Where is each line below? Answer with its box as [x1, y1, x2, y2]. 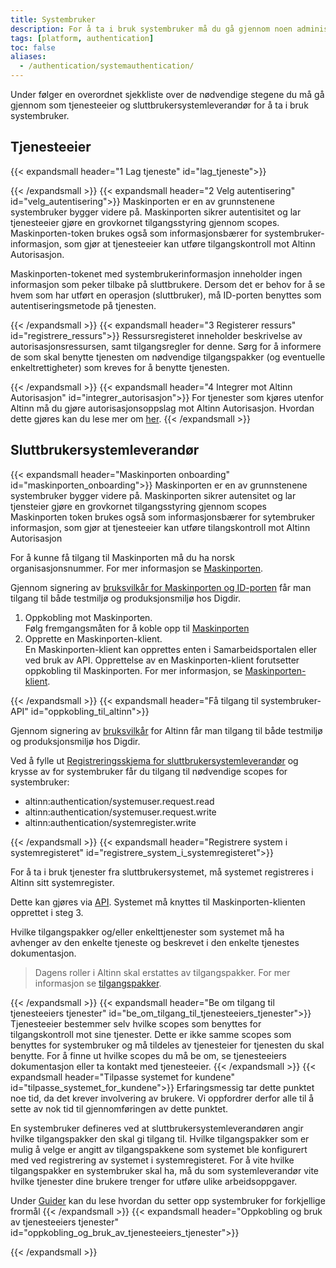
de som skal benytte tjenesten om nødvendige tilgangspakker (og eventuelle [10, 351, 326, 363]
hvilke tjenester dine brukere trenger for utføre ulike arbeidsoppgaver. [10, 1175, 298, 1187]
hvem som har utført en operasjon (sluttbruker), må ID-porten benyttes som [10, 289, 322, 301]
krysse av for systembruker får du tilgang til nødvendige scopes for [10, 765, 288, 777]
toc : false [10, 42, 56, 53]
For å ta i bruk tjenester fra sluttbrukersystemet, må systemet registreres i [10, 866, 314, 878]
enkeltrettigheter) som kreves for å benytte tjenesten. [10, 361, 230, 373]
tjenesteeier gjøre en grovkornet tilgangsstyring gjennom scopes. [10, 216, 280, 228]
